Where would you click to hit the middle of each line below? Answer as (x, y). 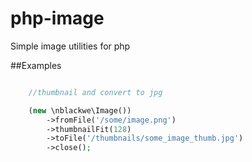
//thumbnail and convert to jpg (95, 92)
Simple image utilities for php (70, 46)
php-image (57, 18)
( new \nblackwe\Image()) (80, 110)
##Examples (36, 65)
